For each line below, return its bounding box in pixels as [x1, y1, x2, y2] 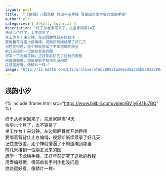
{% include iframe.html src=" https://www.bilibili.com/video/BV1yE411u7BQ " [5, 100, 159, 106]
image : [5, 67, 19, 72]
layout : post [5, 7, 32, 12]
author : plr [5, 16, 30, 21]
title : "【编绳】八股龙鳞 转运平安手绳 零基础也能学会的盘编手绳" [5, 12, 127, 17]
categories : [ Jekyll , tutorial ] [5, 21, 77, 26]
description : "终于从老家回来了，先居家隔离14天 [5, 26, 96, 31]
